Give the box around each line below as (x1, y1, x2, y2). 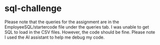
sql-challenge (4, 3, 62, 14)
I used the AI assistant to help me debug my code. (4, 34, 105, 40)
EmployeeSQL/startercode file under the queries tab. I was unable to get (4, 24, 149, 30)
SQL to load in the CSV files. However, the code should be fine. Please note (4, 29, 156, 35)
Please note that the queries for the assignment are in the (4, 19, 119, 25)
